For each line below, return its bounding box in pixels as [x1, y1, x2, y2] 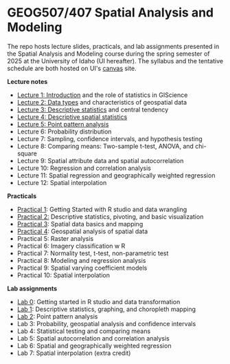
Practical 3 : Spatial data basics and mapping [16, 220, 143, 228]
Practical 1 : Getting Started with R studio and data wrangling [16, 205, 187, 213]
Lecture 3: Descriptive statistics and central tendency [16, 105, 169, 114]
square [16, 149, 38, 158]
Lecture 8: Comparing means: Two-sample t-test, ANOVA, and [16, 142, 194, 150]
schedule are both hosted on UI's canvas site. [7, 64, 137, 72]
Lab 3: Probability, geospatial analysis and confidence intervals [16, 319, 196, 328]
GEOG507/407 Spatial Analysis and [7, 5, 214, 21]
